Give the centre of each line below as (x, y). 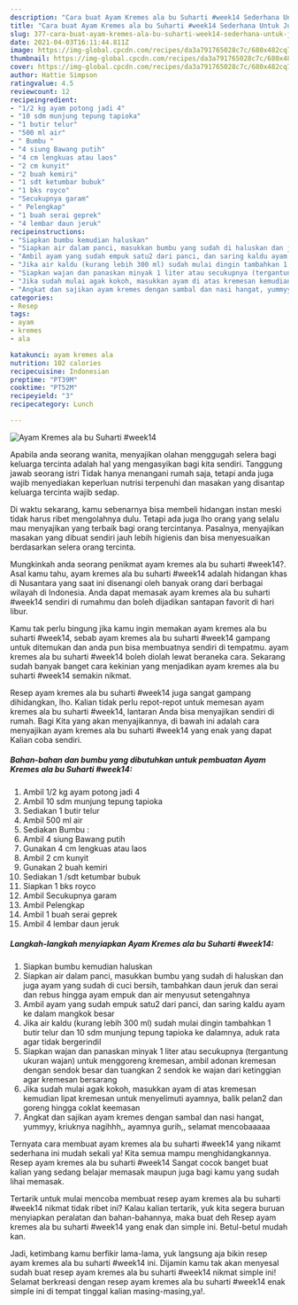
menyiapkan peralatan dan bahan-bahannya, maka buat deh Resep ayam (143, 1217)
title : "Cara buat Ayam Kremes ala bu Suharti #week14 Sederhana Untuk (145, 26)
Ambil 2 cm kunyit (56, 857)
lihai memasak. (37, 1181)
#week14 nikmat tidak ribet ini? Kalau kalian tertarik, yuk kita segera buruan (148, 1207)
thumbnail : (30, 59)
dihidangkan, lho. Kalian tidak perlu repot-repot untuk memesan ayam (137, 702)
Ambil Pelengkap (53, 904)
